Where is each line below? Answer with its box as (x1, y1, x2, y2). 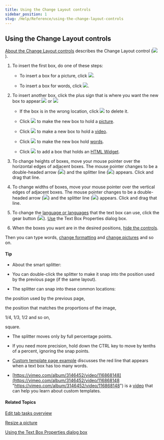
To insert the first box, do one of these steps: (12, 63, 103, 69)
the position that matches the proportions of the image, (5, 305, 117, 311)
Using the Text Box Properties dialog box (5, 429, 88, 435)
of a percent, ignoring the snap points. (12, 348, 90, 354)
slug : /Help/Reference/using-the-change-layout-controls (5, 16, 124, 21)
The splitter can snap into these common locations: (12, 286, 116, 292)
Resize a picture (5, 419, 38, 425)
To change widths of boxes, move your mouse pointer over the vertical (12, 184, 155, 190)
